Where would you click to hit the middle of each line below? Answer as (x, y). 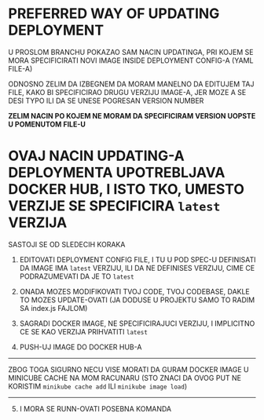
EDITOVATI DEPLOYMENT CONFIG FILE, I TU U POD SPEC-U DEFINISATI (137, 259)
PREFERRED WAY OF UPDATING (114, 14)
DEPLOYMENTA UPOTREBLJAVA (117, 173)
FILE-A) (20, 68)
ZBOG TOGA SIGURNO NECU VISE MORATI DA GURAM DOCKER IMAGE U (128, 369)
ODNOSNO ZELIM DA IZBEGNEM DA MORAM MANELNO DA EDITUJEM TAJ (131, 84)
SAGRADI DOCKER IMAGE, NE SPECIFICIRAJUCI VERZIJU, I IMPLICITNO (137, 323)
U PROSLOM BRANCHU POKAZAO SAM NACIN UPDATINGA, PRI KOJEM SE (131, 52)
